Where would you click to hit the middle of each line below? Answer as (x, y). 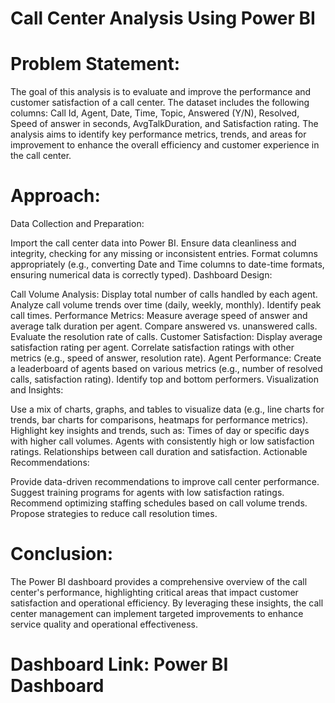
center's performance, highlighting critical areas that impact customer (154, 592)
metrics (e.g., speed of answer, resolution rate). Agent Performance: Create (166, 358)
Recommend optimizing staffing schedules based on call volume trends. (159, 503)
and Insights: (37, 390)
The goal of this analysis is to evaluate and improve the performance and (161, 92)
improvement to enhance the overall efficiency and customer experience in (165, 145)
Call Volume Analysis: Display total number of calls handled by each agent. (164, 294)
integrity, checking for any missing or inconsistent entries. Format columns (164, 254)
